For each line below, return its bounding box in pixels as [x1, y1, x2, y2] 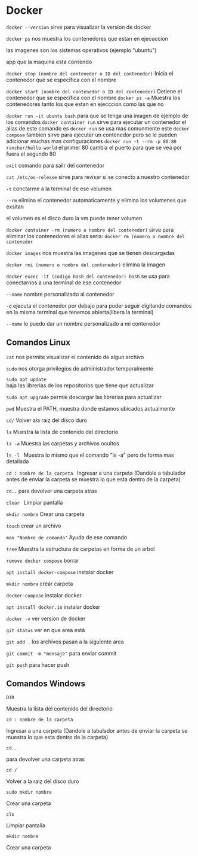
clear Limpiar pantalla [6, 499, 63, 506]
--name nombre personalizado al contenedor [6, 290, 115, 298]
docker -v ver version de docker [6, 615, 86, 622]
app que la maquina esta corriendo [6, 58, 92, 65]
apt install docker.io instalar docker [6, 603, 101, 611]
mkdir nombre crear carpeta [6, 580, 73, 587]
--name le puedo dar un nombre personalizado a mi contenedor [6, 320, 161, 327]
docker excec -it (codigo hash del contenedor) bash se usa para [6, 272, 170, 280]
